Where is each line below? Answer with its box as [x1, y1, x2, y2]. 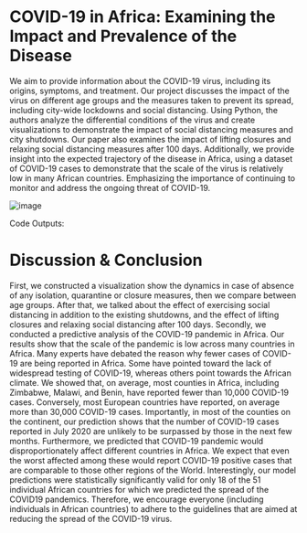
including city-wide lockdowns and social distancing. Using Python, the [9, 104, 279, 115]
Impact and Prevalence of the [9, 26, 238, 47]
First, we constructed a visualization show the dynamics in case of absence [9, 280, 294, 291]
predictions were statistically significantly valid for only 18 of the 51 [9, 474, 261, 485]
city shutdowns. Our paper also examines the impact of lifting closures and [9, 133, 291, 144]
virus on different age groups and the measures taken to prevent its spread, [9, 94, 294, 106]
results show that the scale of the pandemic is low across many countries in [9, 338, 295, 349]
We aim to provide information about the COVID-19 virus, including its [9, 75, 271, 86]
